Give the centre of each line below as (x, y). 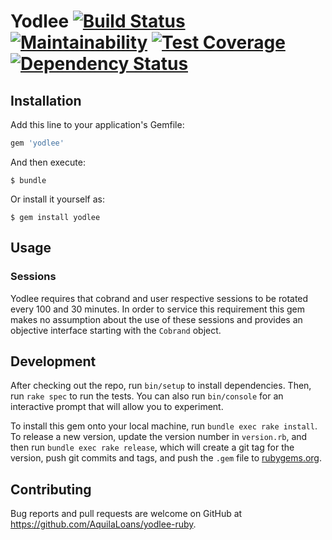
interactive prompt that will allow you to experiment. (117, 407)
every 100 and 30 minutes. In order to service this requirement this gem (158, 309)
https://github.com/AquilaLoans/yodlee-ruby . (103, 524)
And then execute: (48, 162)
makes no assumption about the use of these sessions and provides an (156, 319)
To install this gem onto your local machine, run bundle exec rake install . (164, 426)
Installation (46, 100)
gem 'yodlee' (37, 143)
